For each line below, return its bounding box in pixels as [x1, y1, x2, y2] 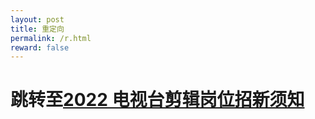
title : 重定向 [10, 24, 65, 34]
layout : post [10, 14, 65, 25]
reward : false [10, 42, 70, 53]
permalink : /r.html [10, 33, 92, 43]
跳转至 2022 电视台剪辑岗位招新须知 [10, 89, 305, 111]
